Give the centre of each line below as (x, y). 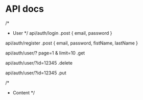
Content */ (24, 92)
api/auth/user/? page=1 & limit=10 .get (45, 53)
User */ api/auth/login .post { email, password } (62, 33)
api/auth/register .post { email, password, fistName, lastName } (71, 43)
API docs (25, 9)
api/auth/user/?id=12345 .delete (39, 63)
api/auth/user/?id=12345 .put (36, 73)
